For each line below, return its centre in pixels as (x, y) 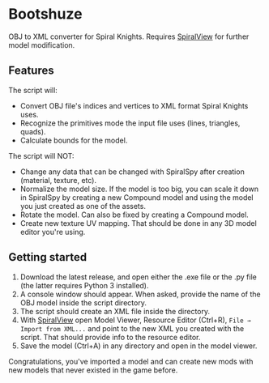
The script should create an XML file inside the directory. (115, 311)
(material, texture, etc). (58, 180)
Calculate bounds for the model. (74, 140)
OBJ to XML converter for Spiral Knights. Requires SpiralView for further (129, 36)
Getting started (48, 257)
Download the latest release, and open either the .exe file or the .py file (138, 277)
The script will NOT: (41, 155)
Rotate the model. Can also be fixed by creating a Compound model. (134, 215)
